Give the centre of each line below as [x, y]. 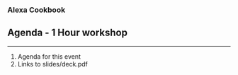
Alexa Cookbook [36, 10]
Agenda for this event [49, 56]
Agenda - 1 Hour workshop [67, 33]
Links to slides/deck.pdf [53, 64]
